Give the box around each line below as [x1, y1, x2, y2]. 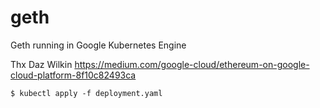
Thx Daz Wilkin [10, 58, 73, 70]
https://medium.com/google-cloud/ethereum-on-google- [74, 58, 310, 70]
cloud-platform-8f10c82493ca [10, 69, 137, 81]
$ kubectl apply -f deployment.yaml [10, 88, 163, 98]
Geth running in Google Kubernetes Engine [10, 39, 187, 51]
